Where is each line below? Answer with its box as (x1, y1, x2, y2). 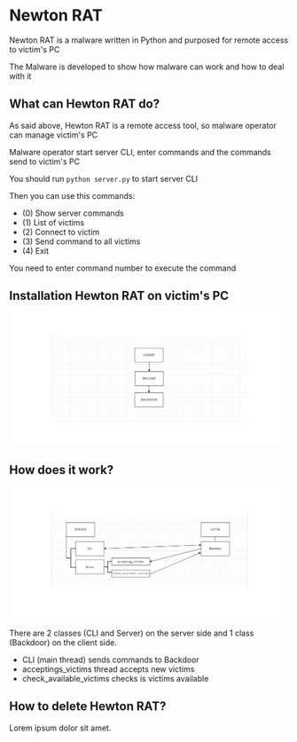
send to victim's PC (9, 156, 81, 167)
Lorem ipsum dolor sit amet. (9, 722, 112, 733)
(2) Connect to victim (21, 226, 100, 237)
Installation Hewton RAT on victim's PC (9, 288, 229, 304)
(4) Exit (21, 245, 50, 256)
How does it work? (9, 462, 114, 478)
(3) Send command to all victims (21, 236, 141, 247)
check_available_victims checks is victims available (21, 673, 209, 683)
